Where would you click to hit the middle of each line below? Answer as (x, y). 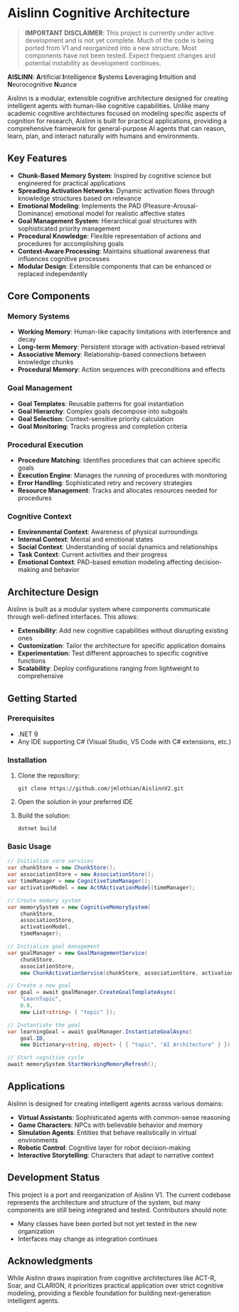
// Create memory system (44, 900)
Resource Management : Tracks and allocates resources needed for (117, 491)
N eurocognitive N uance (42, 84)
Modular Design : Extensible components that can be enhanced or (115, 266)
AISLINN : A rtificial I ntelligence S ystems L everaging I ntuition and (102, 77)
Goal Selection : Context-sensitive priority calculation (96, 418)
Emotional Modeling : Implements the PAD (79, 206)
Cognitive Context (39, 516)
